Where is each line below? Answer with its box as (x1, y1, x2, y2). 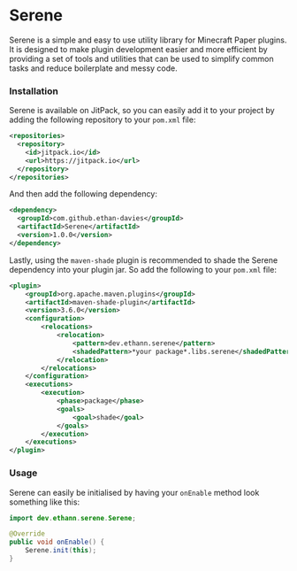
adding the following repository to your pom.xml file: (9, 114, 196, 125)
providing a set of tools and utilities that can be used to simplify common (9, 53, 274, 64)
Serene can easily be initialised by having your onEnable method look (9, 487, 260, 498)
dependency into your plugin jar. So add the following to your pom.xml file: (9, 264, 277, 274)
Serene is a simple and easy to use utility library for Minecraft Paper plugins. (9, 35, 287, 45)
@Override (9, 529, 46, 538)
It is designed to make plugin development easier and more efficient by (9, 43, 268, 54)
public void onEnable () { (9, 537, 104, 547)
